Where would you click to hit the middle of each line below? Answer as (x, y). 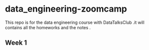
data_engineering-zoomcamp (66, 9)
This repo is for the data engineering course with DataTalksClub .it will (75, 22)
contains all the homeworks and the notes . (48, 27)
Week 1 (16, 43)
